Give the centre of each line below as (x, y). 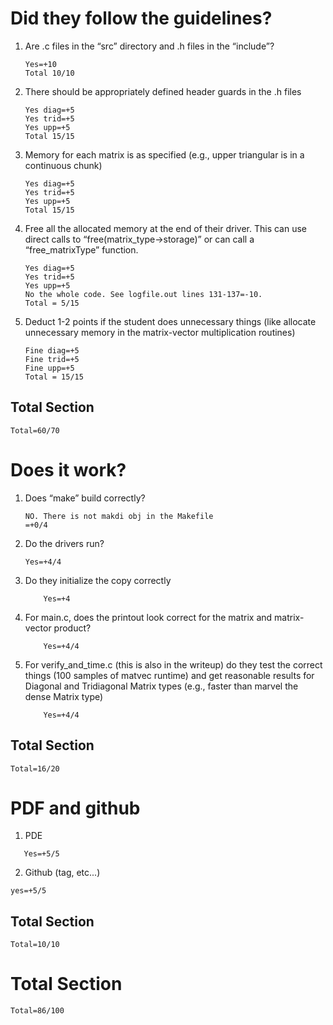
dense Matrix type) (64, 696)
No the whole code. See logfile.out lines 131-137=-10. (143, 294)
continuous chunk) (63, 165)
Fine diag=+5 (52, 350)
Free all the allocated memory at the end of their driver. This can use (165, 228)
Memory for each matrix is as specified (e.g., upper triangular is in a (164, 154)
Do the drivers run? (64, 543)
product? (72, 628)
